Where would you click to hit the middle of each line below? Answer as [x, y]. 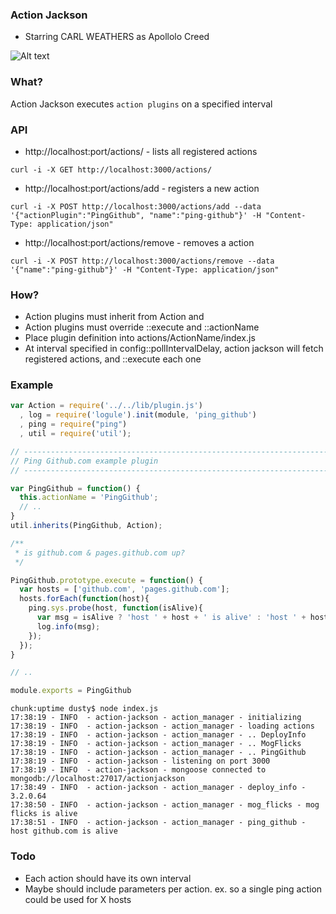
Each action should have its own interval [108, 878]
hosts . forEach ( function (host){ [84, 599]
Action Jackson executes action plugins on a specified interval [141, 104]
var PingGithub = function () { [75, 488]
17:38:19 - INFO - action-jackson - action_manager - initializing [156, 718]
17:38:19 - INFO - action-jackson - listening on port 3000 [140, 761]
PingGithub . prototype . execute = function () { [106, 580]
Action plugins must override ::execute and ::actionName [142, 327]
